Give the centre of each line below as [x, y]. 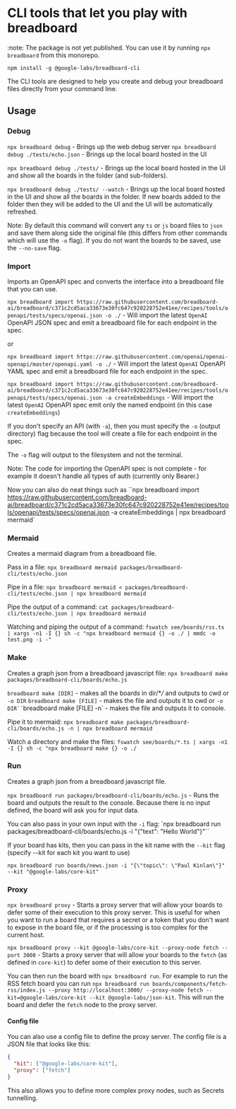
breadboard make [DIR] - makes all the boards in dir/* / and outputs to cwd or [118, 693]
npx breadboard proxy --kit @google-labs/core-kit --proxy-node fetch [113, 948]
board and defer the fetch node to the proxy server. [82, 1005]
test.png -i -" [30, 640]
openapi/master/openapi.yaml [50, 364]
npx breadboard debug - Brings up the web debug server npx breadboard [112, 146]
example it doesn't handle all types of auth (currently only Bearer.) [103, 476]
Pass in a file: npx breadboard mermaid [62, 567]
